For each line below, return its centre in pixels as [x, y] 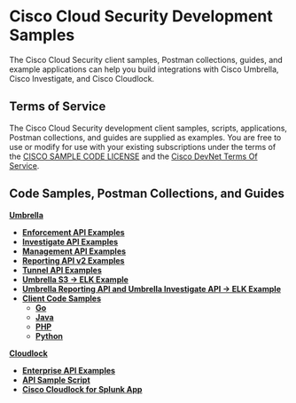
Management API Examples [74, 251]
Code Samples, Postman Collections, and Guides [147, 194]
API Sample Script [56, 380]
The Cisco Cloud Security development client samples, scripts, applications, [148, 128]
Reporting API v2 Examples [73, 260]
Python [49, 336]
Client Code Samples [62, 298]
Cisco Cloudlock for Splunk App [82, 389]
